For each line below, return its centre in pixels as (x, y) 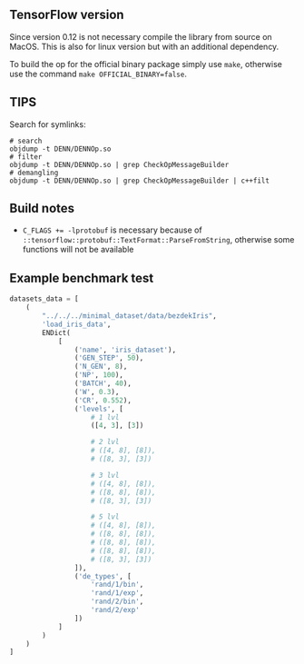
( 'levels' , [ (99, 409)
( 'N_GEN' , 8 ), (101, 367)
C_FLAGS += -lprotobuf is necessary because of (112, 230)
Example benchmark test (82, 277)
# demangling (34, 173)
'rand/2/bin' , (117, 602)
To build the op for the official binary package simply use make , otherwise (146, 64)
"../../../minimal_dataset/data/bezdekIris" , (130, 316)
